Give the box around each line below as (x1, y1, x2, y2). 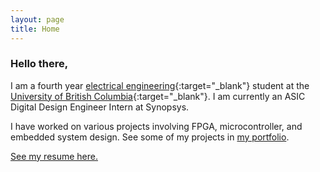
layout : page (10, 14, 65, 25)
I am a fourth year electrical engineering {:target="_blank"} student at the (10, 79, 310, 91)
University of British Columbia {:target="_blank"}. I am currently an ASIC (10, 90, 306, 102)
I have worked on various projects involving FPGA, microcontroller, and (10, 120, 303, 132)
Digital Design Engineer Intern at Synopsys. (10, 101, 190, 113)
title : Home (10, 24, 60, 34)
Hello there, (10, 57, 69, 71)
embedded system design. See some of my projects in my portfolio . (10, 131, 290, 143)
